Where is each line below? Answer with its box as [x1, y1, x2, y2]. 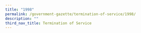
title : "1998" [5, 7, 35, 12]
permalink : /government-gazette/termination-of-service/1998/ [5, 12, 136, 16]
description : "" [5, 16, 39, 21]
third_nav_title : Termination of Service [5, 20, 92, 26]
